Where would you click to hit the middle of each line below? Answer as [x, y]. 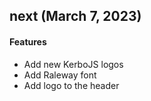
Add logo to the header [71, 85]
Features [28, 41]
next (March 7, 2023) [75, 16]
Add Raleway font [60, 75]
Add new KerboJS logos [73, 64]
